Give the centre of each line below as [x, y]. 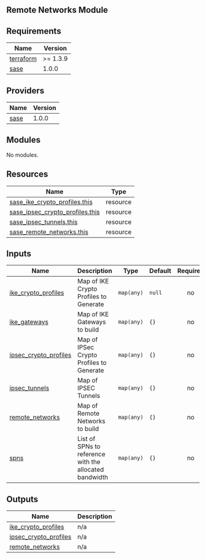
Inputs [19, 254]
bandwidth [93, 477]
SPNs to [89, 446]
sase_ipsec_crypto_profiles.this [55, 212]
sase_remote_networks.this [49, 232]
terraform [23, 59]
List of [86, 439]
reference [92, 454]
